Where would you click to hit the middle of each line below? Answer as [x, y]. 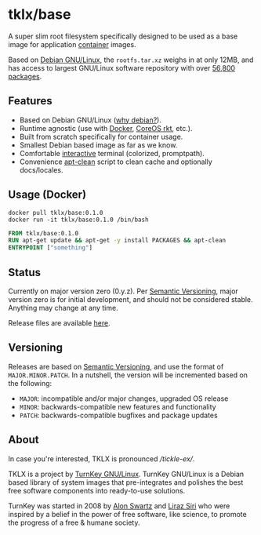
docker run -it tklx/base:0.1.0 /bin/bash [78, 220]
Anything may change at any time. [63, 308]
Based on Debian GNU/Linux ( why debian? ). [91, 120]
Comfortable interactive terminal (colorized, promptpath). [112, 153]
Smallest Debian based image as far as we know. [98, 145]
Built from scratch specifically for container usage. [101, 136]
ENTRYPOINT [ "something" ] [50, 248]
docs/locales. [41, 169]
